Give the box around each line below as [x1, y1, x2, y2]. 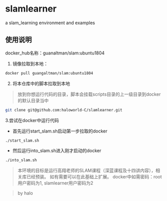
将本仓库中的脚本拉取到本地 [12, 80, 70, 86]
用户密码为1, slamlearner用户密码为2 [17, 180, 94, 186]
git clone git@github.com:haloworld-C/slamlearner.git [5, 107, 123, 112]
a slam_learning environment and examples [5, 20, 96, 26]
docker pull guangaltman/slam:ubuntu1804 [5, 71, 94, 76]
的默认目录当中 [17, 97, 49, 103]
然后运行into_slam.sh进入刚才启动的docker [12, 148, 102, 154]
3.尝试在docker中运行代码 [5, 117, 59, 123]
